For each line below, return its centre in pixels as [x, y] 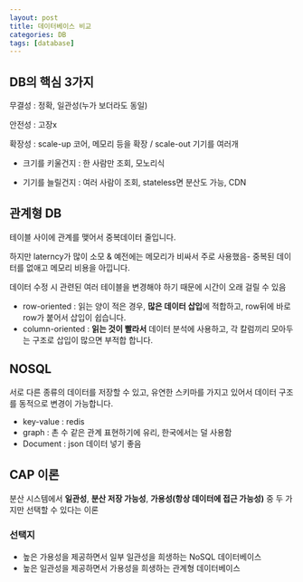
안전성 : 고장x [33, 125]
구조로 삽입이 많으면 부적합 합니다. [93, 339]
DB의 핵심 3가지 [52, 82]
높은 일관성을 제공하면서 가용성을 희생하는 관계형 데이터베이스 [132, 568]
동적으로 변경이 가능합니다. [66, 403]
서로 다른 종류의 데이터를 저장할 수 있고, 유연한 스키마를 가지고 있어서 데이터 [143, 392]
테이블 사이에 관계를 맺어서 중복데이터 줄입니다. [93, 237]
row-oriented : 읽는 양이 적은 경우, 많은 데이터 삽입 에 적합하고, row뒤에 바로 [156, 306]
